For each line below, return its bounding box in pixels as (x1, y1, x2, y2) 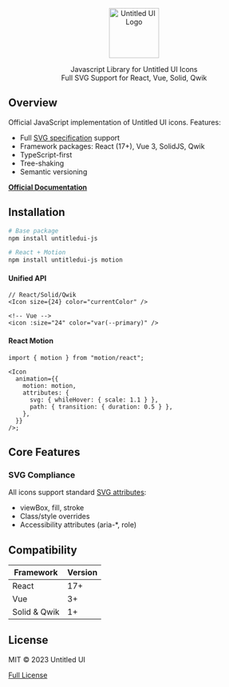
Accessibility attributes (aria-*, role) (19, 520, 137, 529)
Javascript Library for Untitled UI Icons (70, 65, 198, 74)
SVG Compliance (8, 469, 76, 480)
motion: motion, (22, 381, 77, 389)
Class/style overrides (19, 512, 90, 521)
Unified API (8, 273, 47, 283)
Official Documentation (8, 182, 88, 192)
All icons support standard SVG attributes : (8, 488, 147, 497)
